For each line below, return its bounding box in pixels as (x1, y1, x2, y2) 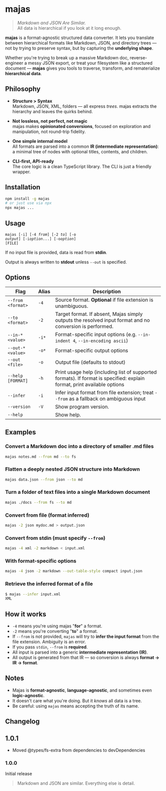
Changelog (5, 717, 40, 726)
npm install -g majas (5, 196, 50, 201)
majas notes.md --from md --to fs (5, 454, 77, 459)
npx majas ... (5, 205, 35, 211)
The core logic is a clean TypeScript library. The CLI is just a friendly (12, 163, 152, 169)
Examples (5, 428, 36, 437)
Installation (5, 183, 41, 191)
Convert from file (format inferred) (5, 512, 90, 519)
